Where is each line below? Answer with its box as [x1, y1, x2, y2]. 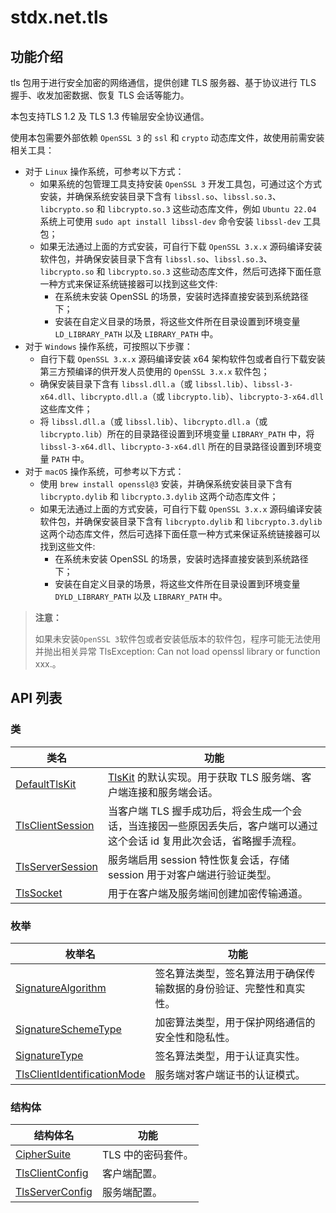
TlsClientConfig [15, 1166, 89, 1180]
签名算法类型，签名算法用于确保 [154, 966, 306, 980]
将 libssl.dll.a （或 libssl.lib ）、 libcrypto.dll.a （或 [39, 416, 268, 427]
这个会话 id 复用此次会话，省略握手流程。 [107, 834, 303, 848]
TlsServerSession [15, 859, 98, 873]
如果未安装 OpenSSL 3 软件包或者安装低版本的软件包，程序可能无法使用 [34, 633, 322, 645]
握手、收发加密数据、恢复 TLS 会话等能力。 [10, 89, 190, 101]
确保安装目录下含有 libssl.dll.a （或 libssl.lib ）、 [39, 378, 253, 390]
